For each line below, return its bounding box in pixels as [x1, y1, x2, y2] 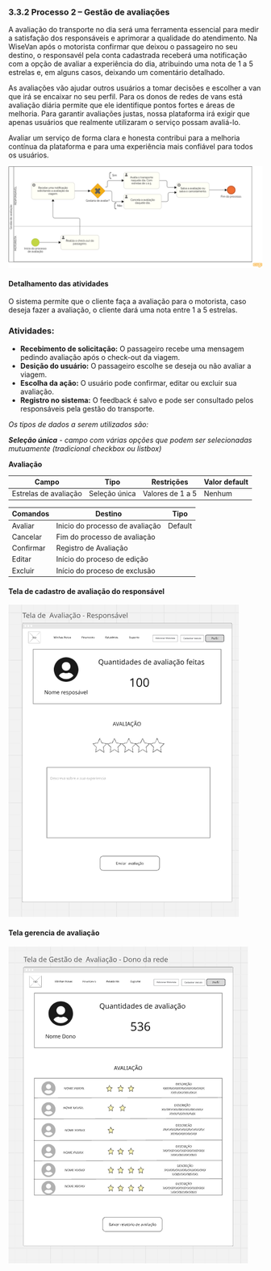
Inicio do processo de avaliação [56, 521, 161, 530]
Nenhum [203, 489, 232, 499]
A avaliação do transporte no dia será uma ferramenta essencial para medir [8, 25, 260, 35]
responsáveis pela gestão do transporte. [19, 403, 155, 413]
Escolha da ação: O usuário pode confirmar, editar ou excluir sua [19, 378, 237, 387]
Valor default [203, 477, 248, 487]
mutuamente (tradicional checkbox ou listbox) [8, 443, 162, 454]
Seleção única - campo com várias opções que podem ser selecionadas [8, 435, 252, 445]
